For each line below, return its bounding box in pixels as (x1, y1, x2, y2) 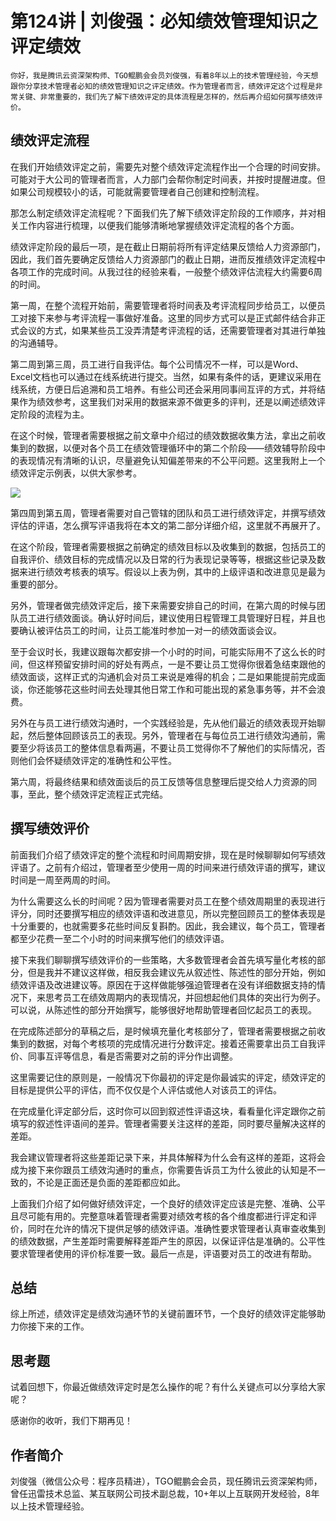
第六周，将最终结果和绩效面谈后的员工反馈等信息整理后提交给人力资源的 (10, 775, 308, 787)
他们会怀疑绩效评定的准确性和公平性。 (18, 754, 177, 766)
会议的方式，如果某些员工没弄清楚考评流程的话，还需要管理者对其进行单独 (18, 324, 326, 336)
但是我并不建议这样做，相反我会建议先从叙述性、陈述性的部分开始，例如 (27, 966, 326, 978)
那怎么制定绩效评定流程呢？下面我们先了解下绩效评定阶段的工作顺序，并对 (10, 207, 317, 219)
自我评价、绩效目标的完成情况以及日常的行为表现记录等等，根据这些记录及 (10, 553, 317, 565)
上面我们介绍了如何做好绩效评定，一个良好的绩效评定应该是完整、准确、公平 (10, 1197, 326, 1209)
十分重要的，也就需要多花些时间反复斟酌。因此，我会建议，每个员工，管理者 (10, 920, 326, 932)
